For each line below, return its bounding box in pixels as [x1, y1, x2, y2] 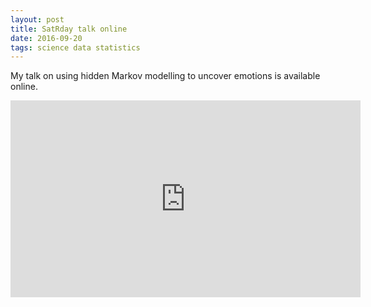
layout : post [10, 14, 65, 25]
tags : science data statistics [10, 42, 141, 53]
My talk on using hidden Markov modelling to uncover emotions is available [10, 70, 321, 82]
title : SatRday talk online [10, 24, 128, 34]
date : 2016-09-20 [10, 33, 83, 43]
